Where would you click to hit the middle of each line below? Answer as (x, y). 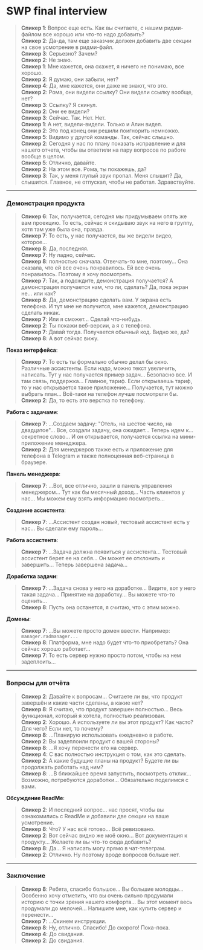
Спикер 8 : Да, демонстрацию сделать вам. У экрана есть (96, 300)
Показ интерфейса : (32, 350)
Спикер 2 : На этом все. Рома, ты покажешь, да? (84, 169)
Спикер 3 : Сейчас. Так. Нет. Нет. (63, 118)
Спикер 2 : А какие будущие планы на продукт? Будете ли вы (100, 760)
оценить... (34, 601)
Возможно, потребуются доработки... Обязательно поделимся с (105, 780)
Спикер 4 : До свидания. (53, 934)
